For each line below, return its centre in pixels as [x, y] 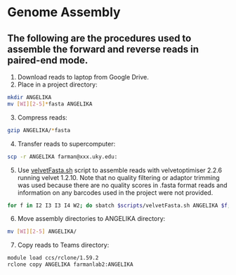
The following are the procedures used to [99, 38]
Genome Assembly [64, 12]
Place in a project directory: [57, 84]
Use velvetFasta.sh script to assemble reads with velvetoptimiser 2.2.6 [120, 170]
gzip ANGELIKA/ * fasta [39, 130]
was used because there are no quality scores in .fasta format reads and [122, 185]
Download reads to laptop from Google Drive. [83, 77]
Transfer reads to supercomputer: [66, 143]
